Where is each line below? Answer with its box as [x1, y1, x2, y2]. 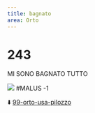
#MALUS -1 [15, 84, 49, 93]
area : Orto [7, 17, 39, 24]
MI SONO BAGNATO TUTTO [7, 70, 89, 78]
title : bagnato [7, 10, 52, 17]
